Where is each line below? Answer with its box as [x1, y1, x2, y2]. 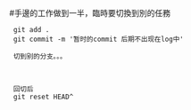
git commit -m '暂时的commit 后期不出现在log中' [12, 35, 185, 43]
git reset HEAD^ [12, 92, 74, 101]
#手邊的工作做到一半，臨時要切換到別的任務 [9, 8, 171, 18]
